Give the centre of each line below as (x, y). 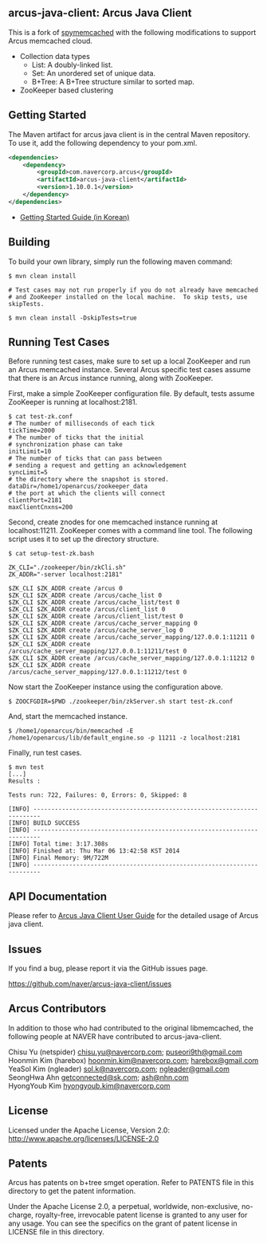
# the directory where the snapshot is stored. (89, 480)
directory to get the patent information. (72, 1191)
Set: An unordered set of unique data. (94, 73)
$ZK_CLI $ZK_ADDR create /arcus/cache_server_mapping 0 (103, 624)
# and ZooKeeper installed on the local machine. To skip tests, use (128, 297)
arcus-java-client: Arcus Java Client (100, 13)
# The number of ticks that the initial (77, 438)
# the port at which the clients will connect (87, 493)
